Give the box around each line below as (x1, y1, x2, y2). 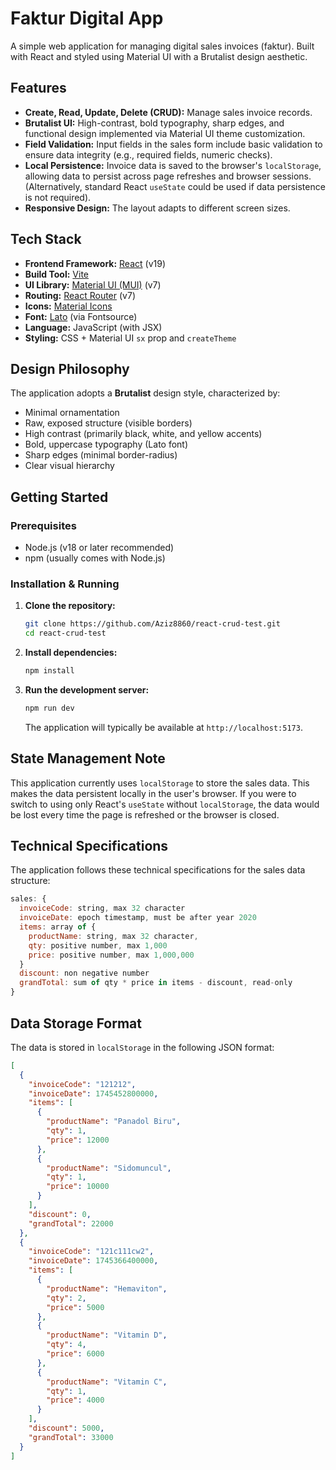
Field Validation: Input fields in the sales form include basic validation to (24, 138, 323, 150)
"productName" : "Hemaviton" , (46, 1283, 168, 1294)
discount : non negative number (19, 968, 150, 979)
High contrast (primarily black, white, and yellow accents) (24, 428, 263, 440)
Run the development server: (24, 683, 150, 696)
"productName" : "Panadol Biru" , (46, 1117, 182, 1127)
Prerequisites (10, 518, 77, 532)
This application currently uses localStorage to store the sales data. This (10, 777, 310, 789)
